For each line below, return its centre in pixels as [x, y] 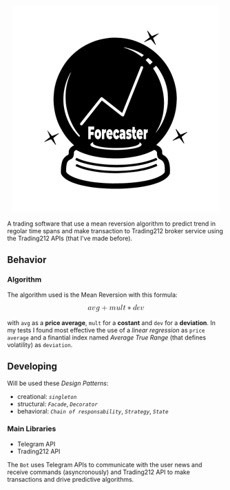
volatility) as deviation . [40, 344]
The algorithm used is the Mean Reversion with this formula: [92, 295]
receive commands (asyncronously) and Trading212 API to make [99, 472]
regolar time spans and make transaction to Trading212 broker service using [115, 231]
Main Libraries [32, 429]
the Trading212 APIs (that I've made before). [70, 238]
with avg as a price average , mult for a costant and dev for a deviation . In [111, 322]
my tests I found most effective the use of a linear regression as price [106, 330]
